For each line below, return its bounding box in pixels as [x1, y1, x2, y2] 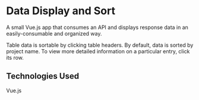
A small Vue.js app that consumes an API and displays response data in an [6, 24, 189, 31]
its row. [6, 54, 24, 61]
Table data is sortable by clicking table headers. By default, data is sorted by [6, 41, 194, 49]
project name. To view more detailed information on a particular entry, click [6, 47, 190, 54]
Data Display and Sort [6, 4, 116, 18]
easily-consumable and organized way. [6, 30, 102, 37]
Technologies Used [6, 71, 79, 81]
